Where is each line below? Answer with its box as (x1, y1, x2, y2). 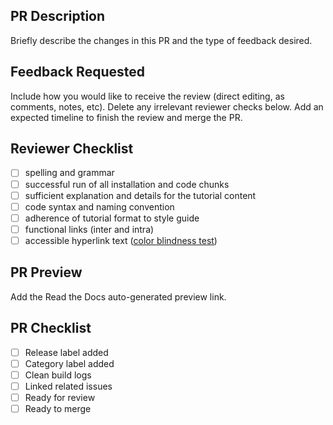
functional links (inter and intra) (24, 223, 155, 235)
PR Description (10, 8, 106, 25)
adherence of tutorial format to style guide (24, 212, 200, 224)
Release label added (24, 346, 109, 358)
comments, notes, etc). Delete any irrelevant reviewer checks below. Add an (10, 100, 324, 113)
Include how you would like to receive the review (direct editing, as (10, 90, 285, 102)
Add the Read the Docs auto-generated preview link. (10, 290, 227, 303)
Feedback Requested (10, 64, 145, 81)
